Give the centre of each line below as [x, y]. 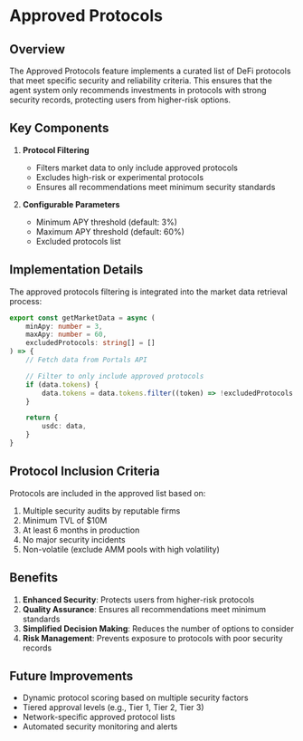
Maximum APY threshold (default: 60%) [110, 231]
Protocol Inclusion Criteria [85, 472]
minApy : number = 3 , [64, 326]
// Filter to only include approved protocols [115, 376]
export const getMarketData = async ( [82, 318]
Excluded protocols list [78, 241]
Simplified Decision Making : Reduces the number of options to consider [158, 628]
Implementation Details [76, 269]
